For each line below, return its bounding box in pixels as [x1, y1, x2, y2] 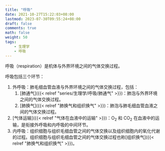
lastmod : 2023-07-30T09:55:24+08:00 [5, 16, 81, 21]
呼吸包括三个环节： [5, 73, 45, 79]
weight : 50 [5, 35, 28, 40]
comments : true [5, 26, 37, 31]
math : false [5, 30, 30, 35]
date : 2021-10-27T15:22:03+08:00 [5, 12, 74, 17]
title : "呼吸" [5, 7, 33, 12]
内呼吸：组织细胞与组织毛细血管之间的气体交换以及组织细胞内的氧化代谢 [12, 128, 160, 134]
